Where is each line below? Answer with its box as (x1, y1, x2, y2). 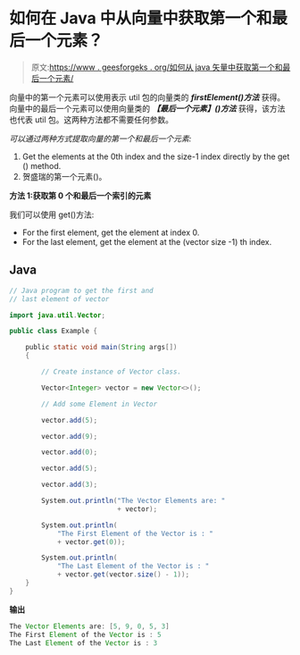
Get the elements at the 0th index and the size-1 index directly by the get (21, 151, 290, 162)
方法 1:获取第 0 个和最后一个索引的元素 (9, 189, 152, 201)
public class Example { (9, 327, 98, 336)
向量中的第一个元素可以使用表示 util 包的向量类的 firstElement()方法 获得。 (9, 91, 286, 103)
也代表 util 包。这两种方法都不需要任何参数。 (9, 113, 174, 125)
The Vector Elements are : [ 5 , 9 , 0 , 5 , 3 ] (9, 622, 170, 631)
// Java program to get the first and (9, 286, 154, 295)
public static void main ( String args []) (25, 343, 178, 352)
